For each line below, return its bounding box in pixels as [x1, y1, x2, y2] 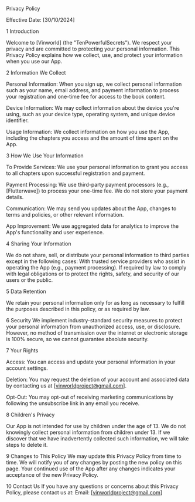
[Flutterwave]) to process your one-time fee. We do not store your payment [6, 187, 188, 194]
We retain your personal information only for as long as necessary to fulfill [6, 299, 185, 306]
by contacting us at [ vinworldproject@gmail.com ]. [6, 382, 127, 389]
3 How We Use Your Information [6, 152, 84, 159]
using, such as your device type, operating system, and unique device [6, 111, 176, 117]
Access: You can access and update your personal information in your [6, 358, 176, 365]
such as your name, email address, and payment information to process [6, 87, 179, 93]
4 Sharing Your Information [6, 240, 71, 247]
